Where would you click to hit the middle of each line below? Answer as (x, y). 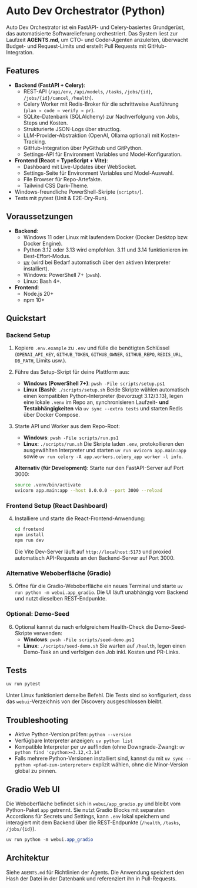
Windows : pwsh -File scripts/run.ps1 (71, 438)
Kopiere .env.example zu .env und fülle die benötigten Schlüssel (92, 348)
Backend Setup (29, 335)
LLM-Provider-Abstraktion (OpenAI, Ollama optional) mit (91, 135)
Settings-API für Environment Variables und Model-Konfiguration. (103, 154)
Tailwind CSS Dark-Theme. (56, 185)
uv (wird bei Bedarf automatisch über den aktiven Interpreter (97, 262)
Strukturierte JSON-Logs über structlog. (72, 129)
